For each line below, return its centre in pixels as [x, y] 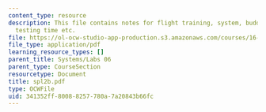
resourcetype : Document [47, 74]
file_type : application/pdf [55, 45]
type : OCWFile [32, 89]
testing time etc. [46, 30]
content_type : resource [47, 15]
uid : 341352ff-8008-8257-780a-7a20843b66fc [81, 96]
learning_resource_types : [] [56, 52]
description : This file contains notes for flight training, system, [125, 23]
